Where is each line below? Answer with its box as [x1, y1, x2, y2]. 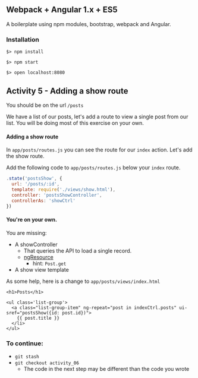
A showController [14, 241, 58, 248]
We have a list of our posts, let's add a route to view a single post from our [6, 113, 188, 120]
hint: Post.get [32, 260, 67, 267]
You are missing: [6, 229, 47, 237]
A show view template [14, 266, 70, 273]
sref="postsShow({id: [6, 310, 60, 316]
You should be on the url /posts [6, 101, 84, 109]
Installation [6, 35, 40, 43]
